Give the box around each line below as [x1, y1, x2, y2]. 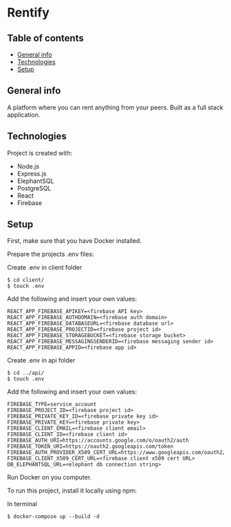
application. [7, 110, 41, 118]
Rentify [7, 5, 49, 21]
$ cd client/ [7, 277, 45, 283]
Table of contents [7, 32, 84, 44]
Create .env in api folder [7, 356, 76, 365]
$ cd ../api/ [7, 369, 45, 376]
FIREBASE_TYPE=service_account [7, 401, 97, 408]
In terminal [7, 500, 38, 508]
